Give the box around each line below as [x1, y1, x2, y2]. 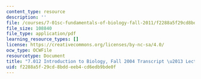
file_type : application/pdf [6, 31, 77, 37]
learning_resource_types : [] [6, 36, 79, 42]
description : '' [6, 14, 47, 20]
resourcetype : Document [6, 53, 66, 59]
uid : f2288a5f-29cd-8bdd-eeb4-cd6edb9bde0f [6, 64, 117, 70]
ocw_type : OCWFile [6, 48, 52, 53]
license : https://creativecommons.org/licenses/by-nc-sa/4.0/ [6, 42, 165, 48]
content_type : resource [6, 8, 66, 15]
